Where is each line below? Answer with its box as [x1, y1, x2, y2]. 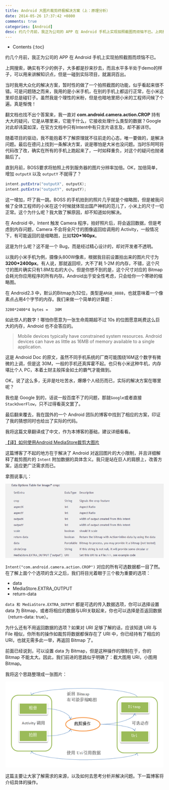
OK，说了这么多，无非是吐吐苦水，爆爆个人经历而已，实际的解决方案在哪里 [5, 377, 162, 383]
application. [17, 343, 42, 350]
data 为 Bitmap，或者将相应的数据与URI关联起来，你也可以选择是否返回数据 [5, 607, 162, 614]
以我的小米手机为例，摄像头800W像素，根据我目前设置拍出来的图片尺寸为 [5, 254, 159, 260]
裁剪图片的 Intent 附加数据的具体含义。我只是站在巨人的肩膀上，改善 [14, 456, 158, 462]
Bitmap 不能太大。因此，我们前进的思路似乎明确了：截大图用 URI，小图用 [5, 654, 157, 660]
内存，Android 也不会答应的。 [14, 323, 76, 329]
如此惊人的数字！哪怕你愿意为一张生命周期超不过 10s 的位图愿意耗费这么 [5, 317, 156, 323]
